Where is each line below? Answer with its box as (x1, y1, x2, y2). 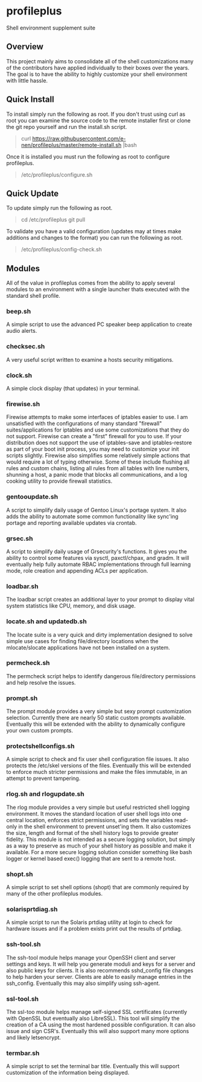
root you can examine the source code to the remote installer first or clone (6, 116, 191, 124)
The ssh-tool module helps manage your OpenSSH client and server (6, 954, 176, 961)
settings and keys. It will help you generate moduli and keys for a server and (6, 960, 196, 967)
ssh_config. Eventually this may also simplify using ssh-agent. (6, 980, 160, 987)
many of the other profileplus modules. (6, 890, 103, 898)
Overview (6, 42, 44, 52)
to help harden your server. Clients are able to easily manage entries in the (6, 973, 191, 980)
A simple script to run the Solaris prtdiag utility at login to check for (6, 919, 173, 926)
